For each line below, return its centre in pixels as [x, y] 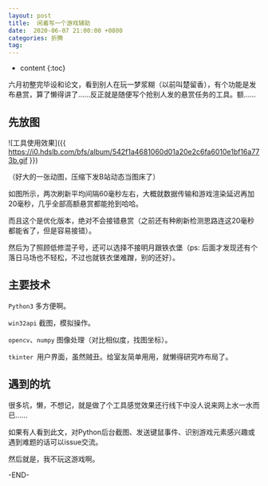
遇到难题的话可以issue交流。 [55, 442]
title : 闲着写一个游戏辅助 [49, 23]
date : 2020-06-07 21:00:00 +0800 [66, 30]
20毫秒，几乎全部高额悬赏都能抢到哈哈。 [76, 203]
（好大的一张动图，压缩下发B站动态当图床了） [84, 176]
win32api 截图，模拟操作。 [52, 322]
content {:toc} [43, 68]
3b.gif [18, 160]
